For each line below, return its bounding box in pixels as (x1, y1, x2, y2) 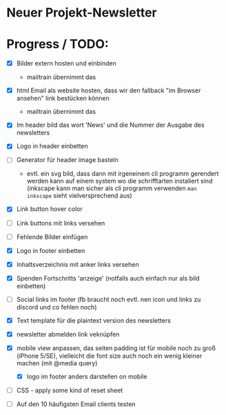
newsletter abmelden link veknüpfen (16, 330, 120, 338)
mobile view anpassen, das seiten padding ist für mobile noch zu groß (16, 344, 216, 352)
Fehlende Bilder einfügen (16, 232, 88, 241)
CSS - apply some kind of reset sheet (16, 386, 123, 394)
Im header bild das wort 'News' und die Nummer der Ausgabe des (16, 121, 205, 129)
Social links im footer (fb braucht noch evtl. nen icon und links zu (16, 295, 201, 303)
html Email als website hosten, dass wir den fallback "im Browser (16, 86, 201, 94)
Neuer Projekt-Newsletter (6, 5, 158, 21)
